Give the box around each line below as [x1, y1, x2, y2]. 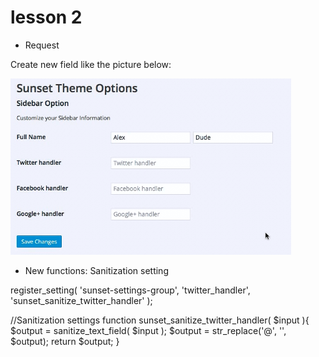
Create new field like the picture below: [10, 58, 172, 70]
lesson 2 [10, 6, 83, 29]
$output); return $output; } [10, 335, 120, 347]
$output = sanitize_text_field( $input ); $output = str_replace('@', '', [10, 324, 287, 336]
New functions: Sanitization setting [24, 264, 169, 276]
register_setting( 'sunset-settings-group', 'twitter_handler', [10, 284, 251, 296]
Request [24, 39, 60, 51]
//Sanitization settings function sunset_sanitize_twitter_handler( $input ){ [10, 314, 310, 326]
